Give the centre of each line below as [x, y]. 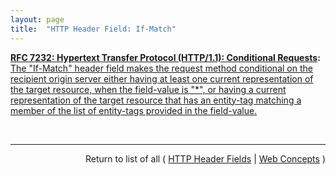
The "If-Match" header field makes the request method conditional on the [161, 68]
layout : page [37, 19]
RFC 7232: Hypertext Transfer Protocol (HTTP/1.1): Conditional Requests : [165, 57]
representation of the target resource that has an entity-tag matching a [156, 100]
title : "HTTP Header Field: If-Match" [93, 29]
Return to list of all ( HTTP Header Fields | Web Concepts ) [205, 158]
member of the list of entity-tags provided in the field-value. [134, 110]
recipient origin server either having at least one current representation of [162, 78]
